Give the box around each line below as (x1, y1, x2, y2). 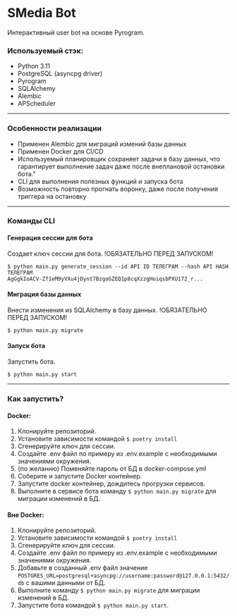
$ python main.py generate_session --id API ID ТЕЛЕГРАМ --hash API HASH (7, 263, 229, 270)
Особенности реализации (7, 123, 102, 133)
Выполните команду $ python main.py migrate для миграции (17, 586, 200, 595)
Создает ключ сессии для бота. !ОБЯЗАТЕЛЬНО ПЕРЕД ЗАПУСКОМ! (7, 249, 214, 258)
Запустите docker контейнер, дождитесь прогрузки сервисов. (17, 479, 206, 488)
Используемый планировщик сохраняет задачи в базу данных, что (17, 154, 221, 163)
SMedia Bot (7, 5, 76, 21)
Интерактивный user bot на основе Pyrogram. (7, 28, 145, 37)
